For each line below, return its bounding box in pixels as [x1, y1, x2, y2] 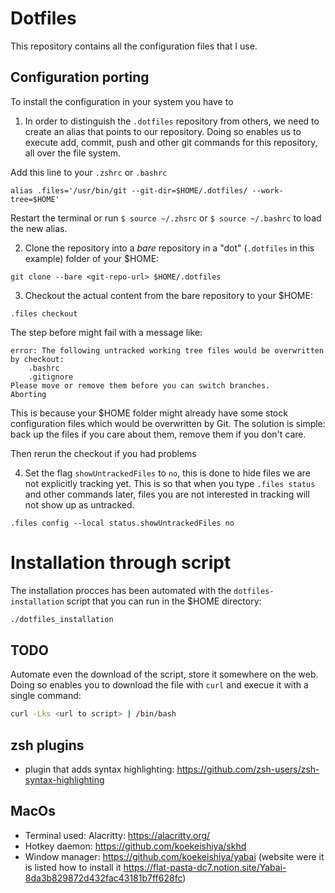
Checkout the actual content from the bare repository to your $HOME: [24, 289, 313, 301]
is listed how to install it [24, 861, 122, 873]
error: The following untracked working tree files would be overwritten [10, 345, 325, 356]
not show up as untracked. [24, 498, 135, 511]
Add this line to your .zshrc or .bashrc [10, 166, 168, 178]
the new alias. [10, 222, 68, 234]
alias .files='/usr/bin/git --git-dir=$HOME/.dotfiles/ [10, 185, 248, 196]
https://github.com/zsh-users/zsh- [176, 763, 320, 776]
